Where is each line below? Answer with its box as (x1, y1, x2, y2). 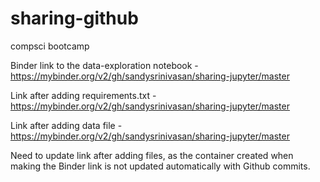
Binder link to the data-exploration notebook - (10, 59, 199, 71)
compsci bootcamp (10, 40, 90, 52)
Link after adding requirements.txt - (10, 89, 157, 101)
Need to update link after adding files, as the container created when (10, 149, 294, 161)
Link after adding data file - (10, 119, 123, 131)
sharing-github (10, 7, 139, 30)
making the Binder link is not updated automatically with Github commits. (10, 160, 311, 172)
